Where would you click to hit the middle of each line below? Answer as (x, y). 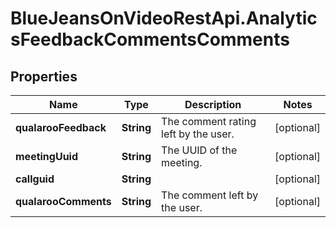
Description (213, 104)
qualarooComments (63, 201)
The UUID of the (199, 150)
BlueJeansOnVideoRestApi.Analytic (164, 18)
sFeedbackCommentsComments (150, 39)
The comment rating (209, 121)
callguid (35, 179)
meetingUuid (47, 156)
